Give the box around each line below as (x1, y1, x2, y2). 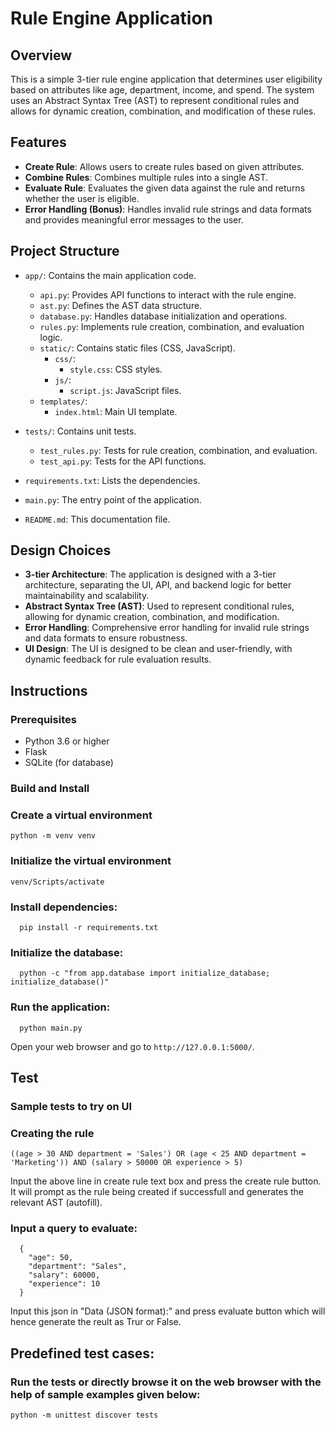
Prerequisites (10, 712, 77, 726)
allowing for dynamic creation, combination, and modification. (24, 611, 280, 623)
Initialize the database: (10, 945, 124, 959)
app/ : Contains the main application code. (24, 269, 197, 281)
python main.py (19, 1023, 83, 1033)
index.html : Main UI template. (54, 405, 178, 417)
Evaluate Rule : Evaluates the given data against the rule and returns (24, 182, 306, 194)
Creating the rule (10, 1126, 95, 1140)
